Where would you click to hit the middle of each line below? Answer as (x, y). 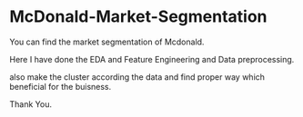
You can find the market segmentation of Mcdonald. (107, 42)
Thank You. (31, 104)
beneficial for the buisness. (61, 86)
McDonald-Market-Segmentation (138, 17)
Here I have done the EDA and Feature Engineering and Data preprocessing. (152, 59)
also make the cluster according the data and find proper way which (137, 77)
